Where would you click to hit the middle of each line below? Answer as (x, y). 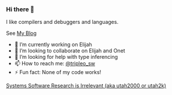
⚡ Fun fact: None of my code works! (58, 72)
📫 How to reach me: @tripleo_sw (55, 64)
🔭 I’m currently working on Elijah (53, 45)
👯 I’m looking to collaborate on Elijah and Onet (70, 51)
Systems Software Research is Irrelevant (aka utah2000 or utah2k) (86, 86)
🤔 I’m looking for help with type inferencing (66, 57)
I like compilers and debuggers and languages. (62, 22)
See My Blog (21, 33)
